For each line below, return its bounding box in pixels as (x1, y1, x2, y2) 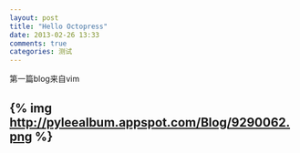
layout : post (9, 13, 59, 23)
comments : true (9, 38, 67, 48)
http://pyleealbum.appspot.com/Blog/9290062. (9, 115, 291, 130)
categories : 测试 (9, 47, 73, 56)
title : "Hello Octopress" (9, 22, 108, 31)
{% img (9, 100, 53, 116)
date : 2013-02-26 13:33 (9, 30, 100, 39)
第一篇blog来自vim (9, 74, 80, 85)
